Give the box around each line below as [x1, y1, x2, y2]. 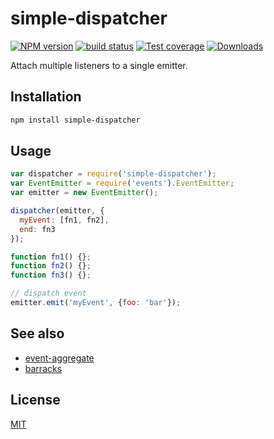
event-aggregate [24, 352, 95, 364]
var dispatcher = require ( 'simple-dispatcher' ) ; [10, 169, 217, 179]
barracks [24, 362, 63, 374]
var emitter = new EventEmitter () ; [10, 188, 159, 198]
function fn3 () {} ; [10, 270, 92, 281]
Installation [10, 88, 82, 106]
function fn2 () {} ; [10, 261, 92, 271]
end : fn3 [19, 224, 56, 234]
